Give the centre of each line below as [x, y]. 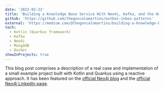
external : [15, 23]
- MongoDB [19, 45]
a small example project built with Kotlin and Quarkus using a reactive [75, 74]
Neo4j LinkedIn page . [27, 84]
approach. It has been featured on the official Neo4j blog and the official [78, 78]
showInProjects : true [27, 54]
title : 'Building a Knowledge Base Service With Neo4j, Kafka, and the [79, 14]
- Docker [18, 50]
